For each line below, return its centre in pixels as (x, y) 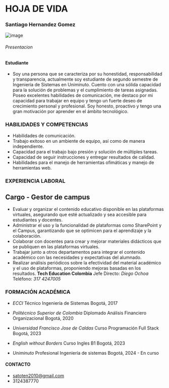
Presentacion (19, 47)
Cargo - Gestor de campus (48, 197)
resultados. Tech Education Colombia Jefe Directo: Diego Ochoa (80, 273)
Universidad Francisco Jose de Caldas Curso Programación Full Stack (86, 328)
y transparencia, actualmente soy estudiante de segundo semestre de (85, 79)
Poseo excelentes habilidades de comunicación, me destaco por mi (82, 95)
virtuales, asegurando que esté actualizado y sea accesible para (79, 214)
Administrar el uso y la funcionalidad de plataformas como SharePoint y (87, 226)
